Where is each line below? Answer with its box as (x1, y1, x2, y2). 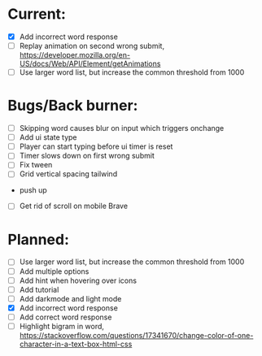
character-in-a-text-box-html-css (19, 339, 133, 349)
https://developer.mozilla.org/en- (19, 50, 131, 60)
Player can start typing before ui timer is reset (19, 141, 173, 151)
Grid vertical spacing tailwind (19, 169, 118, 179)
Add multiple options (19, 266, 90, 276)
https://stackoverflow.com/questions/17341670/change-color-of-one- (19, 330, 254, 340)
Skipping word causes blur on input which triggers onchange (19, 124, 225, 133)
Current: (7, 5, 67, 24)
